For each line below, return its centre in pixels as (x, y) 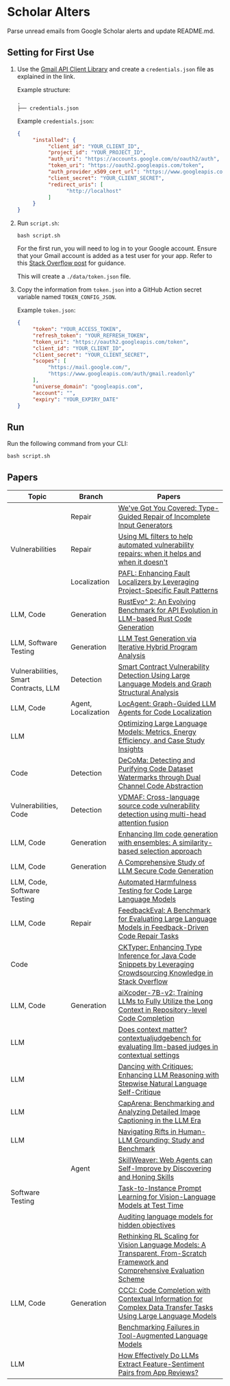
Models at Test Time (151, 1205)
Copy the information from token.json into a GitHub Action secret (109, 290)
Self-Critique (139, 1092)
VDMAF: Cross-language (159, 797)
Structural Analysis (149, 692)
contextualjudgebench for (160, 1038)
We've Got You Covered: (157, 508)
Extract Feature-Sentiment (161, 1364)
